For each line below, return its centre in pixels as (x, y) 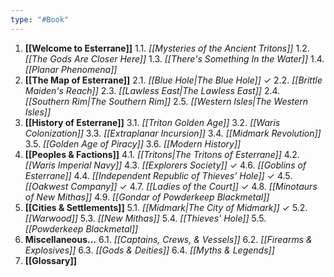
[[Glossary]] (50, 260)
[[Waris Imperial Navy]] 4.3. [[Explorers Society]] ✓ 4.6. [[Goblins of (165, 165)
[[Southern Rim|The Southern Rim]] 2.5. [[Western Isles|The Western (166, 101)
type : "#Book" (40, 19)
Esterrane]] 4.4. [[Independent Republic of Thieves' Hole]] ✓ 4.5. (158, 175)
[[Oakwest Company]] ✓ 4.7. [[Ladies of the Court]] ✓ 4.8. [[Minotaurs (171, 186)
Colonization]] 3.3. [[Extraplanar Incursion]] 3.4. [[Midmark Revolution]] (173, 133)
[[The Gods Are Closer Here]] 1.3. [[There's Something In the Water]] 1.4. (174, 58)
